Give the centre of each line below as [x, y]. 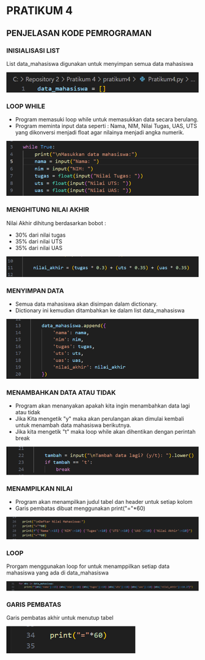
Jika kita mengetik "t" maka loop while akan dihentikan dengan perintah [105, 432]
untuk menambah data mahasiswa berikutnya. [73, 425]
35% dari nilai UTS [39, 241]
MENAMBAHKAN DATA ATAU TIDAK [61, 392]
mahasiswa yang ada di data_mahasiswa [57, 572]
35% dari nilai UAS [39, 248]
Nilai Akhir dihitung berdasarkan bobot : [56, 223]
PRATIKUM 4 [40, 11]
